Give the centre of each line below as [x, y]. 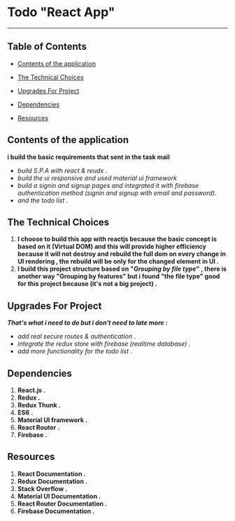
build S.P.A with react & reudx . [62, 170]
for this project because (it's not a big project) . [87, 284]
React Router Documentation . [62, 503]
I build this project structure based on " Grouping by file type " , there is [122, 269]
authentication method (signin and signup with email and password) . [117, 193]
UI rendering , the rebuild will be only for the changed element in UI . [118, 262]
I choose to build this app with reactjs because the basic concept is [117, 239]
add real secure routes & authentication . [77, 337]
